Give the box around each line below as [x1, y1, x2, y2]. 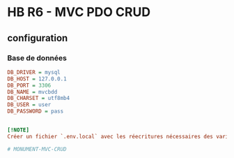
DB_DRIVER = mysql [7, 69, 61, 76]
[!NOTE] [7, 127, 30, 134]
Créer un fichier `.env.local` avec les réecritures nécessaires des [7, 133, 214, 140]
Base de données [7, 53, 68, 63]
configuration [7, 32, 68, 44]
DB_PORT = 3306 [7, 82, 52, 89]
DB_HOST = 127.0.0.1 [7, 75, 68, 82]
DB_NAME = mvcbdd [7, 88, 58, 95]
